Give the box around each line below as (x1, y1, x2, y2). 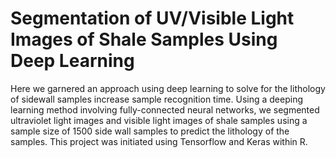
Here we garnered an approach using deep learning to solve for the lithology (10, 82, 326, 94)
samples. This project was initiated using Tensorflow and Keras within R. (10, 135, 308, 147)
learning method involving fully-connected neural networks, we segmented (10, 103, 320, 116)
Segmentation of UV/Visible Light (10, 7, 295, 30)
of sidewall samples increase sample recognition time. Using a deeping (10, 93, 303, 105)
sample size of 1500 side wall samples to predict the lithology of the (10, 125, 290, 137)
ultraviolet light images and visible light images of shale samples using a (10, 114, 308, 126)
